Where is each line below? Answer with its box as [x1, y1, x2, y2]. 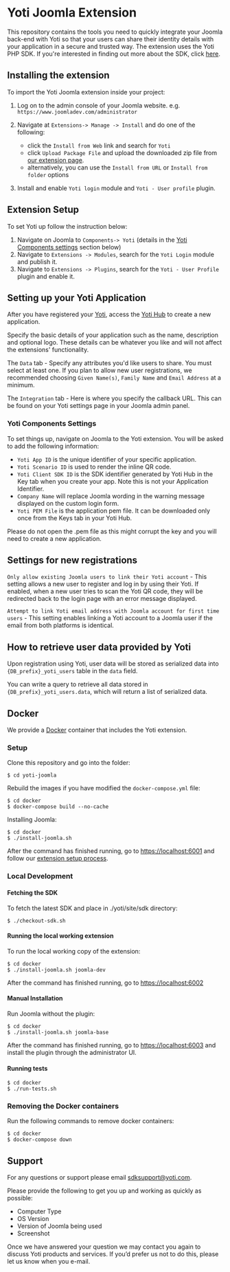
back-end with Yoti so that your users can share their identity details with [7, 34, 214, 43]
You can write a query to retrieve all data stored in [7, 680, 149, 688]
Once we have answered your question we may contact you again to [7, 1242, 201, 1251]
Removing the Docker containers [7, 1101, 119, 1111]
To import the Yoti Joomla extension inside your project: [7, 88, 165, 96]
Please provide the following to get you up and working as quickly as [7, 1187, 202, 1195]
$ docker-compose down [7, 1136, 72, 1143]
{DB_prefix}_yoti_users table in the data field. [7, 667, 138, 675]
